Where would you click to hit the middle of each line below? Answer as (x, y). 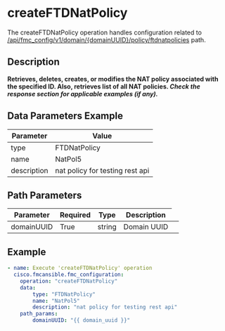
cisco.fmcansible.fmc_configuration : (69, 275)
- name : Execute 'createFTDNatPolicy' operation (80, 268)
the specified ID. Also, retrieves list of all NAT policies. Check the (104, 86)
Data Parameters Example (65, 116)
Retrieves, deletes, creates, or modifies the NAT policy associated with (113, 79)
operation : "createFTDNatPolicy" (69, 281)
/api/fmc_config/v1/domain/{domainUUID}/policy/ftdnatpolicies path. (107, 39)
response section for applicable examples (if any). (83, 93)
